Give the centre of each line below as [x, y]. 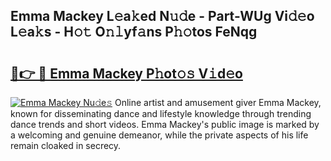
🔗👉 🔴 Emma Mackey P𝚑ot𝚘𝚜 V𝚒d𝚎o [126, 73]
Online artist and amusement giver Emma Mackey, [218, 102]
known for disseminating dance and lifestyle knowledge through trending [161, 113]
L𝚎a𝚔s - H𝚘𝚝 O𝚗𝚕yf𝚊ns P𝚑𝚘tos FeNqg [134, 32]
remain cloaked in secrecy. [66, 145]
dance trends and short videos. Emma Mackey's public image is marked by [165, 124]
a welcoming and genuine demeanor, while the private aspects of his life [159, 135]
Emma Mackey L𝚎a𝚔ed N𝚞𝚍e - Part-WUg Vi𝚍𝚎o [162, 16]
